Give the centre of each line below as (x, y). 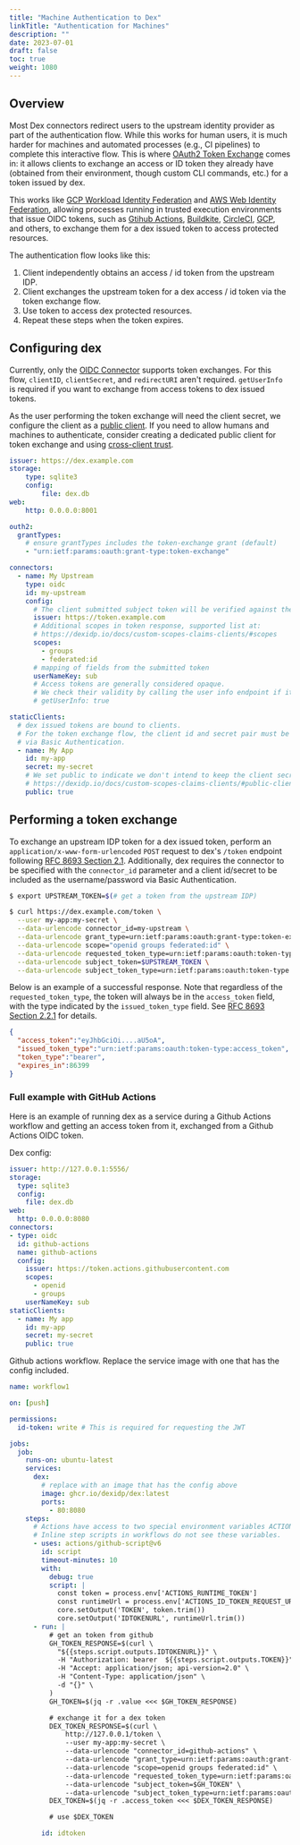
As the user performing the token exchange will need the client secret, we (145, 415)
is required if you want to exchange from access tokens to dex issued (137, 389)
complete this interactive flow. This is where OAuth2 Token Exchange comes (150, 154)
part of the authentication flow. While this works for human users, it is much (148, 134)
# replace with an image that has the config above (140, 1486)
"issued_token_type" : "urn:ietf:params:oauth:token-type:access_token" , (154, 1049)
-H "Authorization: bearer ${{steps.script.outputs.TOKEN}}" (175, 1660)
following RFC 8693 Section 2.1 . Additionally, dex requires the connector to (147, 860)
